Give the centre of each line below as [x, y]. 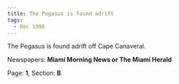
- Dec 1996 [29, 26]
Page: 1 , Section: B [34, 73]
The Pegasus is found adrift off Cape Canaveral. [77, 47]
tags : [15, 20]
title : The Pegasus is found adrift [60, 14]
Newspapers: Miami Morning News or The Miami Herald [90, 60]
